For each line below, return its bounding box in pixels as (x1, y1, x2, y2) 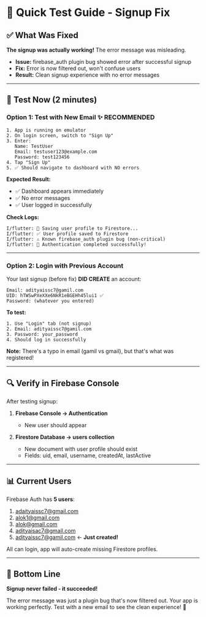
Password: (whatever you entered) (6, 298, 95, 304)
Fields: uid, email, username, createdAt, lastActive (24, 451, 151, 459)
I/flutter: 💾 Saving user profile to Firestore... (6, 225, 139, 231)
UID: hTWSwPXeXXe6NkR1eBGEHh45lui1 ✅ (6, 292, 104, 298)
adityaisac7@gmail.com (15, 527, 76, 534)
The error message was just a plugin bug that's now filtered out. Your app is (6, 597, 198, 604)
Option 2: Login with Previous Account (6, 261, 124, 270)
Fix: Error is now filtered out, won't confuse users (15, 64, 141, 72)
